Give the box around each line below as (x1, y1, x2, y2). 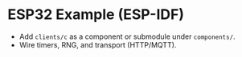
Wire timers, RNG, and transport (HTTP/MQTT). (18, 40, 177, 49)
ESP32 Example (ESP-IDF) (7, 6, 184, 24)
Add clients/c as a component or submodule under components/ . (18, 32, 236, 41)
